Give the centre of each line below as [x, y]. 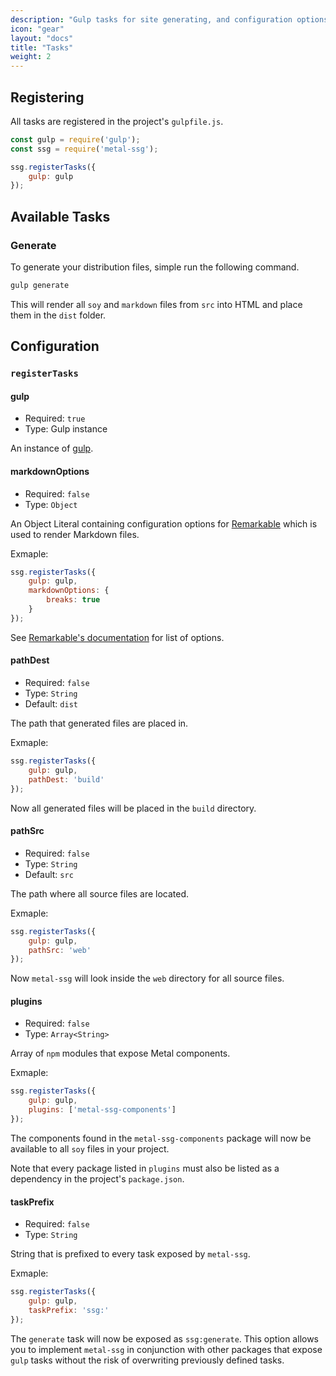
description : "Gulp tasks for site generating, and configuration [151, 19]
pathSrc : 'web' [60, 950]
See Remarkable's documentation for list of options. [117, 637]
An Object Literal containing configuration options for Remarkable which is [164, 523]
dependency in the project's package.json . [97, 1178]
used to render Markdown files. [75, 534]
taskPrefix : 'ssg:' [69, 1310]
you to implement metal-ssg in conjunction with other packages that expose [166, 1349]
